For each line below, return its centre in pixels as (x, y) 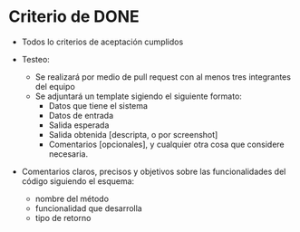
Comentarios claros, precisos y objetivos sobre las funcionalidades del (154, 171)
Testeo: (36, 59)
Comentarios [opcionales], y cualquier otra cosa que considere (166, 144)
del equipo (55, 86)
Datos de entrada (81, 115)
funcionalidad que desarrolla (88, 208)
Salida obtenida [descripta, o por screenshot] (133, 134)
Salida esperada (79, 125)
